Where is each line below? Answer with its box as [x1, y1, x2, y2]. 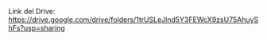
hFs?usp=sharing [8, 24, 65, 32]
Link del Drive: [8, 7, 56, 16]
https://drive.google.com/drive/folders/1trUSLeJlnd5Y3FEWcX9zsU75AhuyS [8, 15, 259, 24]
